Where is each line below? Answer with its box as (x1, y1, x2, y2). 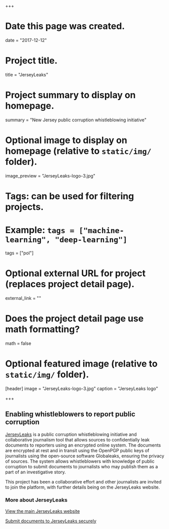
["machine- (79, 226, 125, 236)
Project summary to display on (5, 90, 136, 101)
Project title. (5, 55, 58, 66)
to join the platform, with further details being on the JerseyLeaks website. (5, 484, 160, 490)
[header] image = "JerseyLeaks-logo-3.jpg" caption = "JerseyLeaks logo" (5, 385, 158, 391)
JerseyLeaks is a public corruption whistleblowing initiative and (5, 431, 137, 437)
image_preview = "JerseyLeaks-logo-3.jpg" (5, 172, 96, 179)
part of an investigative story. (5, 469, 66, 475)
